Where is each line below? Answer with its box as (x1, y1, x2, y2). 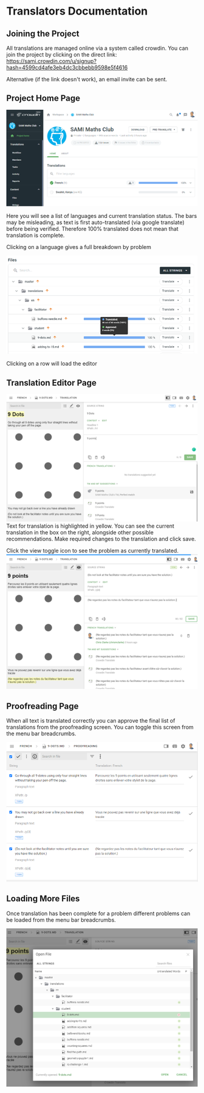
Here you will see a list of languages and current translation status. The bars (6, 212, 197, 219)
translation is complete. (6, 231, 65, 239)
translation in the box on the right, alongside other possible (6, 528, 154, 536)
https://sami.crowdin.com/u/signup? (6, 58, 97, 64)
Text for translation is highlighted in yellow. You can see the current (6, 522, 175, 529)
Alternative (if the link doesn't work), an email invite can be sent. (6, 76, 168, 83)
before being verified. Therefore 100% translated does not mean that (6, 225, 179, 232)
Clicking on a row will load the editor (6, 360, 97, 367)
